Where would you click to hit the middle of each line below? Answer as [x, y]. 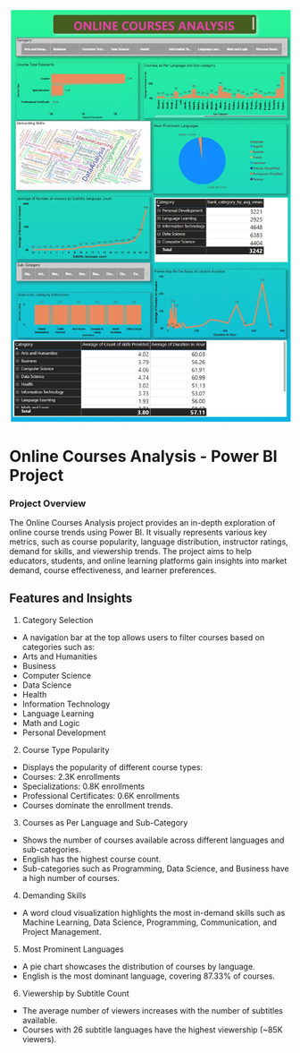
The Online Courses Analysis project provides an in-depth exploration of [142, 522]
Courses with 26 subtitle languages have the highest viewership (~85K [152, 1030]
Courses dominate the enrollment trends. [98, 805]
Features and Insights [71, 599]
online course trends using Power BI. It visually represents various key [138, 532]
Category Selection [58, 620]
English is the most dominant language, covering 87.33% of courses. [148, 976]
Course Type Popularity [66, 749]
